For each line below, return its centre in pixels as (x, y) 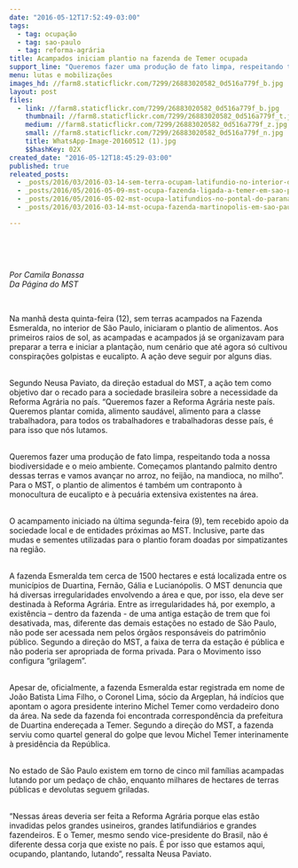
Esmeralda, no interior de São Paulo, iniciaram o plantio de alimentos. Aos (144, 327)
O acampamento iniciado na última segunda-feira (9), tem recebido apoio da (149, 521)
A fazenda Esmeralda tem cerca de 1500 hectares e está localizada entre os (148, 576)
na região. (27, 549)
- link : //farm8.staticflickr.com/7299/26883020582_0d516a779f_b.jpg (148, 108)
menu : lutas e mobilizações (61, 75)
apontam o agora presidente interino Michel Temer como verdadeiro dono (144, 706)
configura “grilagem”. (48, 660)
